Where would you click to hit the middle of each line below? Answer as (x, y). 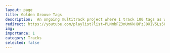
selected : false (22, 43)
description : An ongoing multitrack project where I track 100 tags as (83, 19)
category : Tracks (24, 38)
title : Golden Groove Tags (34, 15)
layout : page (19, 10)
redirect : (16, 24)
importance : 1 (20, 33)
